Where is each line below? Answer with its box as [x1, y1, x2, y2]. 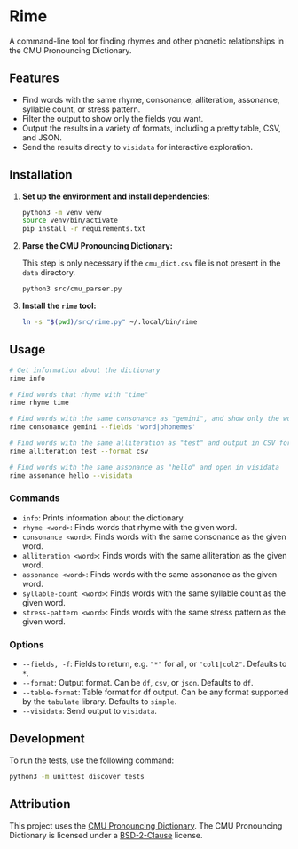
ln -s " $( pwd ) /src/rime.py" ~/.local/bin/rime [21, 318, 198, 327]
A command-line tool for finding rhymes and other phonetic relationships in [9, 36, 285, 46]
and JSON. [21, 131, 62, 143]
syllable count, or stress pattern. [21, 104, 141, 115]
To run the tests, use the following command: [9, 755, 175, 766]
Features [9, 71, 59, 86]
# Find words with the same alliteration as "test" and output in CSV [9, 439, 276, 448]
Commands [9, 492, 60, 504]
